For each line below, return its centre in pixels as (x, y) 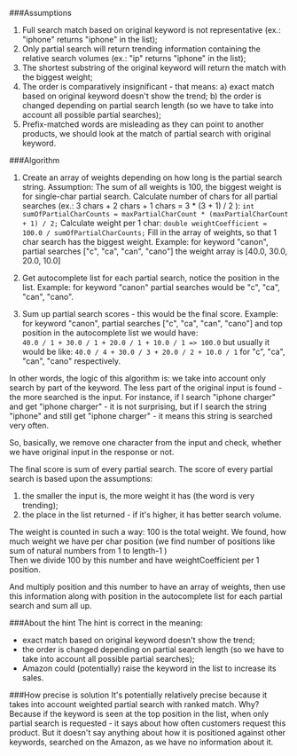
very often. (29, 425)
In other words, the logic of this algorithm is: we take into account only (137, 378)
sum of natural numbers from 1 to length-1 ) (88, 551)
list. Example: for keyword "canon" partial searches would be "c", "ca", (151, 287)
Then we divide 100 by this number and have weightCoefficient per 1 (134, 560)
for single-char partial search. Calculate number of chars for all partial (149, 196)
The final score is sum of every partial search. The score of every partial (141, 469)
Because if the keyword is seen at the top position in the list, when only (139, 714)
